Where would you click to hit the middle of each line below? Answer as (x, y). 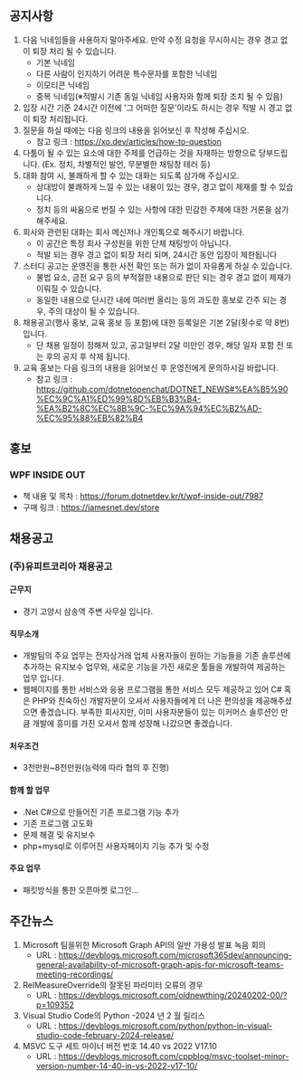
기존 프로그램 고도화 (57, 823)
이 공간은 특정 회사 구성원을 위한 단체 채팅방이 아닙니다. (134, 243)
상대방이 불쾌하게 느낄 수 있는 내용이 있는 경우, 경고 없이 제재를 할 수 (156, 186)
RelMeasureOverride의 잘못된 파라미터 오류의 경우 (113, 985)
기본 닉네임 (55, 62)
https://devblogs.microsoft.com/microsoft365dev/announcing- (175, 955)
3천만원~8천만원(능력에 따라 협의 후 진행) (96, 768)
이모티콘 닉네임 (63, 85)
